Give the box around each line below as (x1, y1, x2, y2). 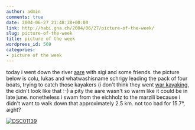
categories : (6, 47, 35, 53)
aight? (6, 106, 21, 113)
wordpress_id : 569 (6, 42, 51, 48)
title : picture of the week (6, 36, 76, 42)
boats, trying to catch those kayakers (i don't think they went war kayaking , (6, 81, 189, 88)
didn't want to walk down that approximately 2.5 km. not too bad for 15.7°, (6, 99, 185, 106)
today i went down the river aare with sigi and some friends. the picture (6, 68, 180, 75)
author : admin (6, 8, 41, 15)
